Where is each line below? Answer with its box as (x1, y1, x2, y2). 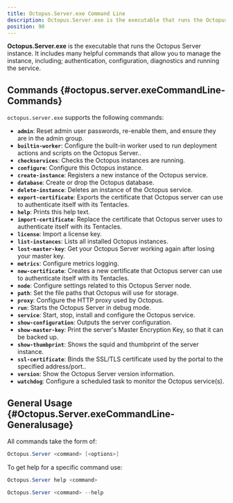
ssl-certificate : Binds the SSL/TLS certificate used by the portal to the (17, 355, 223, 364)
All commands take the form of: (7, 437, 97, 445)
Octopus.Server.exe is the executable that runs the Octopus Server (7, 42, 201, 51)
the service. (7, 64, 42, 73)
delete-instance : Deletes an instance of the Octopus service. (17, 186, 193, 194)
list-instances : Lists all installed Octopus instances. (17, 237, 169, 246)
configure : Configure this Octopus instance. (17, 164, 144, 172)
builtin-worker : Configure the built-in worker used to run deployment (17, 141, 217, 150)
